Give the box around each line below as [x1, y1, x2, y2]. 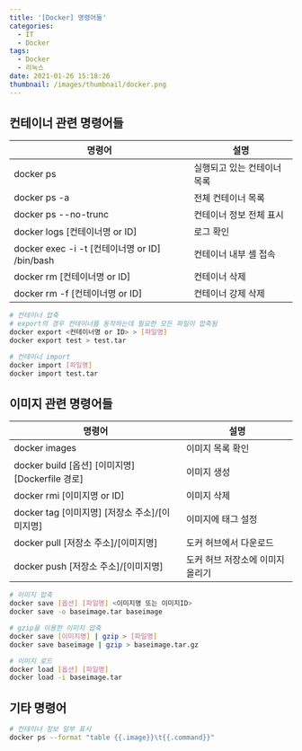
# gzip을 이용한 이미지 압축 [9, 623, 102, 632]
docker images [13, 442, 77, 455]
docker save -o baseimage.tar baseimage [9, 607, 164, 616]
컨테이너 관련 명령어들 [9, 116, 124, 131]
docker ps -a [13, 191, 70, 204]
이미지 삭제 [185, 490, 231, 502]
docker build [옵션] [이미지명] [13, 459, 136, 472]
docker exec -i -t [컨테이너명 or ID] [13, 243, 162, 255]
